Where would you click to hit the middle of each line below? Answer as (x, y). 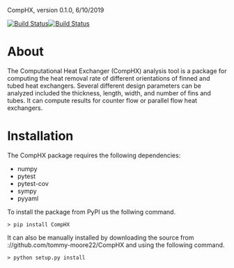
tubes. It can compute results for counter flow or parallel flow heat (102, 100)
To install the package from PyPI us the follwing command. (92, 212)
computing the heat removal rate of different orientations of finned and (109, 78)
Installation (40, 136)
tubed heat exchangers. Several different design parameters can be (104, 86)
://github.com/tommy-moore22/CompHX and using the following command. (116, 245)
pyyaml (28, 198)
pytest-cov (33, 183)
